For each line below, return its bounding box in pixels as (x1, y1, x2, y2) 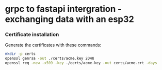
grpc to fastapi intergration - (5, 3, 122, 15)
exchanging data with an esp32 (5, 14, 134, 25)
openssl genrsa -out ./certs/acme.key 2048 (5, 56, 95, 61)
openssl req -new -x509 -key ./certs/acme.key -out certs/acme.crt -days (5, 61, 158, 66)
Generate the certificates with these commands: (5, 42, 101, 48)
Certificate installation (5, 31, 59, 38)
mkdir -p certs (5, 52, 36, 56)
